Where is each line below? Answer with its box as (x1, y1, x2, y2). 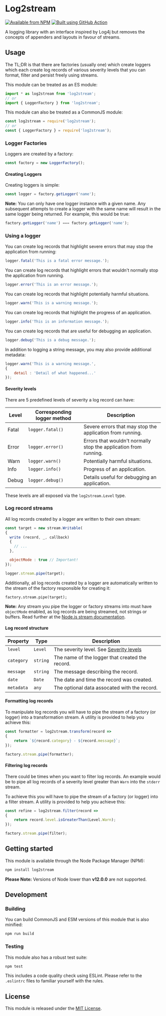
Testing (5, 943, 24, 950)
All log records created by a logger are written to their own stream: (5, 516, 141, 522)
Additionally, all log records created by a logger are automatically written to (5, 580, 158, 586)
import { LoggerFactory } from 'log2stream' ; (5, 100, 100, 105)
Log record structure (5, 625, 48, 631)
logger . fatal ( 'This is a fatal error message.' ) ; (5, 258, 110, 263)
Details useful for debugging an (83, 474, 157, 481)
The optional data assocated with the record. (53, 684, 158, 691)
